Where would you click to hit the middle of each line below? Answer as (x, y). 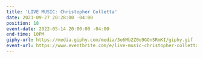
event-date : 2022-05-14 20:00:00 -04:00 (58, 29)
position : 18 (23, 23)
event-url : (20, 46)
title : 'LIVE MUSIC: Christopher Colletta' (62, 12)
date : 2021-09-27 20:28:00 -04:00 (50, 18)
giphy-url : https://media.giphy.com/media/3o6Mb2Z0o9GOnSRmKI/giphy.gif (100, 40)
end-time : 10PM (25, 34)
